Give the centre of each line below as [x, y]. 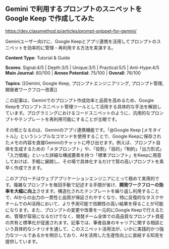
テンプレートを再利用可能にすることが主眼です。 [69, 119]
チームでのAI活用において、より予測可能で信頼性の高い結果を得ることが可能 [84, 204]
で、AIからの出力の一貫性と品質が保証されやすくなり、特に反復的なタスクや [84, 197]
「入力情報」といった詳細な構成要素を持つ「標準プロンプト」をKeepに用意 [83, 155]
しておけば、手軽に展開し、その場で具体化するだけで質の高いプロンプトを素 [84, 161]
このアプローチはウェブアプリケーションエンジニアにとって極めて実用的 [80, 178]
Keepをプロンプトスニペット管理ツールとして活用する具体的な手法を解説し [83, 106]
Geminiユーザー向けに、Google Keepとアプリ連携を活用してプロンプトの [81, 41]
